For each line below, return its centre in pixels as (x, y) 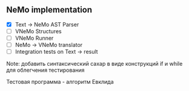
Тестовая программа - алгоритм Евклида (60, 82)
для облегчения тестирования (45, 70)
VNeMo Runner (34, 38)
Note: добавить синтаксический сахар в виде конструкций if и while (94, 64)
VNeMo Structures (38, 31)
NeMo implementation (49, 10)
